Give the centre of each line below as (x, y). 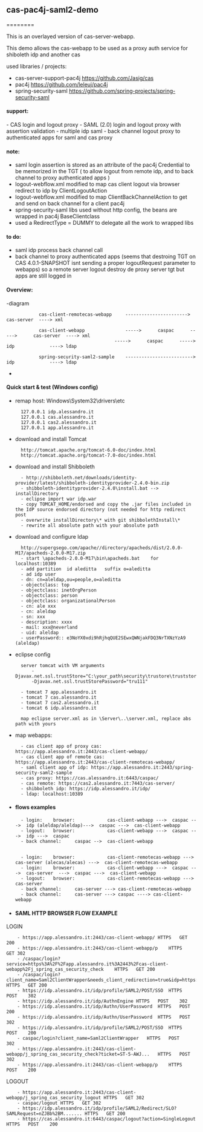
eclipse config (33, 654)
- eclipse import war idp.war (59, 499)
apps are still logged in (43, 276)
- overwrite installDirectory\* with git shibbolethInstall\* (101, 520)
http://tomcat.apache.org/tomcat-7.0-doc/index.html (89, 455)
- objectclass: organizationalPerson (68, 601)
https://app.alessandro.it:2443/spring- (143, 767)
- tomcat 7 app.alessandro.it (59, 692)
